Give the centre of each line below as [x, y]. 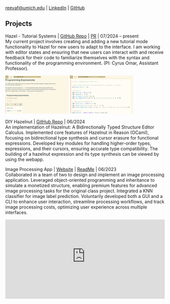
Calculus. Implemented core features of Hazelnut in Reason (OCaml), [77, 132]
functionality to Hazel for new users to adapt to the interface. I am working [83, 47]
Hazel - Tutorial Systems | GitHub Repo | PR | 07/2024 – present [72, 36]
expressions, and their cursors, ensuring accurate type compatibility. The [82, 148]
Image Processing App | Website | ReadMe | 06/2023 [61, 169]
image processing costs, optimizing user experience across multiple [76, 207]
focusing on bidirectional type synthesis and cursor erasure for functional [82, 138]
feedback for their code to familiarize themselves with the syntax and [77, 57]
